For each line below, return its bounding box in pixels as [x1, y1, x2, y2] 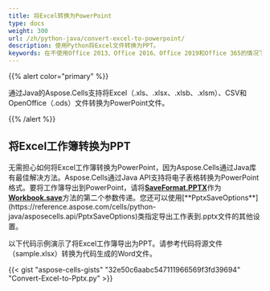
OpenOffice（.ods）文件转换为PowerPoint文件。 [8, 98, 170, 107]
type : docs [8, 19, 45, 27]
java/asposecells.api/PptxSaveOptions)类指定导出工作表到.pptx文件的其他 [8, 211, 253, 221]
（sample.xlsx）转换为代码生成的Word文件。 [8, 248, 157, 258]
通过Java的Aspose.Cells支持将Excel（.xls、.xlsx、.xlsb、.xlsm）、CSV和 [8, 88, 247, 98]
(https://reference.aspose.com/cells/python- [8, 202, 157, 211]
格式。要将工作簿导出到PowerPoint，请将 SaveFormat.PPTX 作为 [8, 182, 222, 192]
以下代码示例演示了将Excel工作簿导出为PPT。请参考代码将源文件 [8, 239, 223, 248]
